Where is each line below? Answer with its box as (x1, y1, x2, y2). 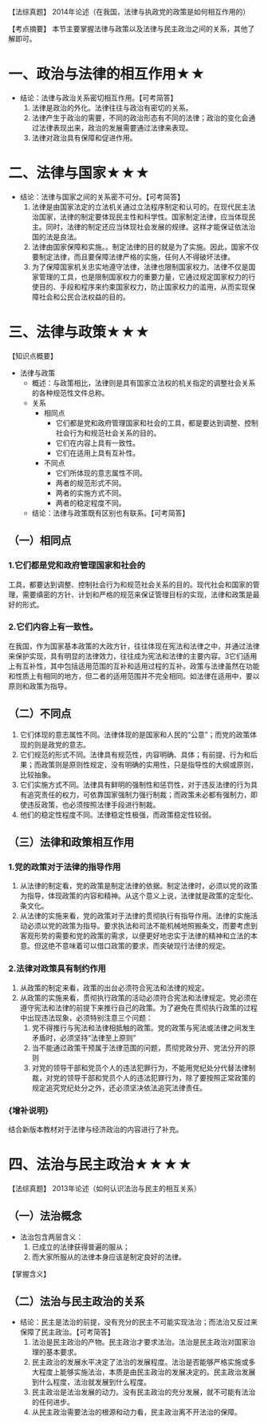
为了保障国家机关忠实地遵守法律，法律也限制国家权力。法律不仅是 (31, 262, 249, 271)
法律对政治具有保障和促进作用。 (31, 133, 137, 142)
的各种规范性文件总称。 (31, 387, 109, 398)
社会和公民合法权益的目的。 (38, 291, 130, 302)
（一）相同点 (8, 534, 72, 548)
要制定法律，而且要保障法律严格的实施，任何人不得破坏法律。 (31, 251, 235, 262)
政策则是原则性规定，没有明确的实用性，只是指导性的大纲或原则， (41, 760, 258, 769)
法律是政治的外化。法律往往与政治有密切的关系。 (31, 102, 193, 112)
